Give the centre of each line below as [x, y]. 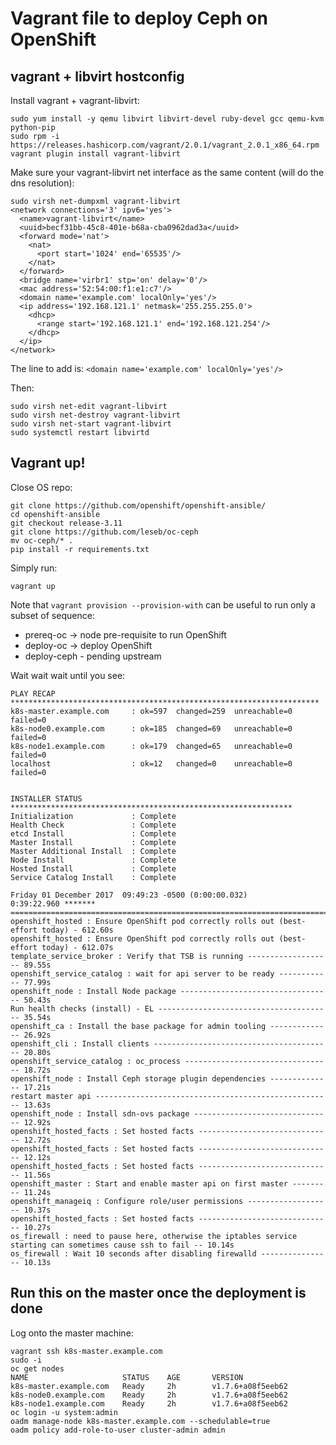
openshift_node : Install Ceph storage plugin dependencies [138, 1078]
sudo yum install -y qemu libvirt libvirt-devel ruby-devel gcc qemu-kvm [167, 119]
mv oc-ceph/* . [42, 540]
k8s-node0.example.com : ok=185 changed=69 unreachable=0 [151, 728]
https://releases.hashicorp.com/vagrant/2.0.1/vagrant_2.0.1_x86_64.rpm [165, 145]
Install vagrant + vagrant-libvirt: [75, 100]
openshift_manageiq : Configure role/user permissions [127, 1201]
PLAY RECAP [33, 693]
